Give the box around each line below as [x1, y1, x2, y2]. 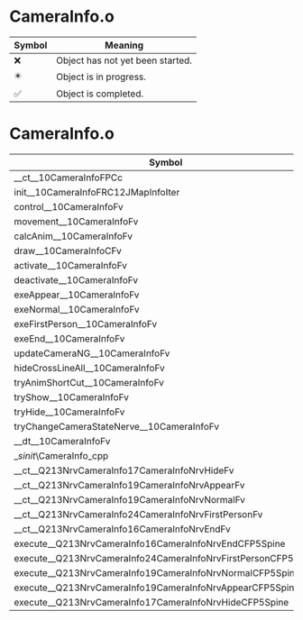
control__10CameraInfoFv [14, 200, 124, 213]
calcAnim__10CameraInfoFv [14, 230, 133, 242]
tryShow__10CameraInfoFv [14, 390, 129, 403]
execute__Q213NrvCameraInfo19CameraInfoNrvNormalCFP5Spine [14, 566, 300, 579]
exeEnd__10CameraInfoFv [14, 332, 125, 344]
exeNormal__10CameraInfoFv [14, 303, 140, 315]
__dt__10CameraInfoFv [14, 434, 111, 447]
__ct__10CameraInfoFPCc [14, 171, 124, 184]
